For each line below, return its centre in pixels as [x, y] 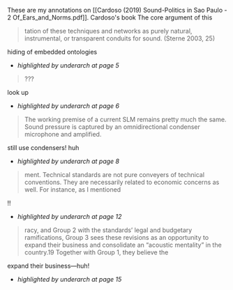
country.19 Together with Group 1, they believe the [96, 252]
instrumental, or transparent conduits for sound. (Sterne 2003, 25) [120, 38]
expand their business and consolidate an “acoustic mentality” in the [123, 245]
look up [18, 92]
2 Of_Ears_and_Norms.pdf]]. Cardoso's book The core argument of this [110, 17]
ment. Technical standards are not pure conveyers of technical [114, 175]
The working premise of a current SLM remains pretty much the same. [125, 119]
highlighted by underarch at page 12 [69, 216]
